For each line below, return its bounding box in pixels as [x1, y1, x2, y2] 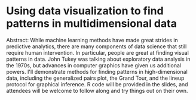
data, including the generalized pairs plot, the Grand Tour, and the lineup [6, 74, 185, 82]
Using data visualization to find [6, 4, 164, 18]
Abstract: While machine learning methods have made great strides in [6, 36, 178, 43]
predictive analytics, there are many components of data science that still [6, 43, 187, 50]
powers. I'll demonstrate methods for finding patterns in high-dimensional [6, 68, 188, 75]
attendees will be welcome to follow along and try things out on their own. [6, 87, 188, 94]
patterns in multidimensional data [6, 17, 177, 30]
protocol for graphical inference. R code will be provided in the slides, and [6, 80, 188, 87]
